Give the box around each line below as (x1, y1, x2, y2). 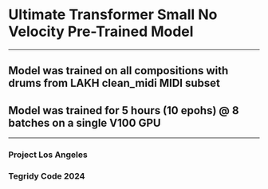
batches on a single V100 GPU (8, 116, 161, 129)
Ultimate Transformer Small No (8, 6, 218, 24)
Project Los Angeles (8, 149, 88, 160)
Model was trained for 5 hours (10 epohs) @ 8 (8, 104, 239, 117)
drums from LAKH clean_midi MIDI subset (8, 77, 221, 90)
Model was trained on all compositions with (8, 64, 229, 77)
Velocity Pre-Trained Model (8, 22, 194, 41)
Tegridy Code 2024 (8, 170, 85, 181)
